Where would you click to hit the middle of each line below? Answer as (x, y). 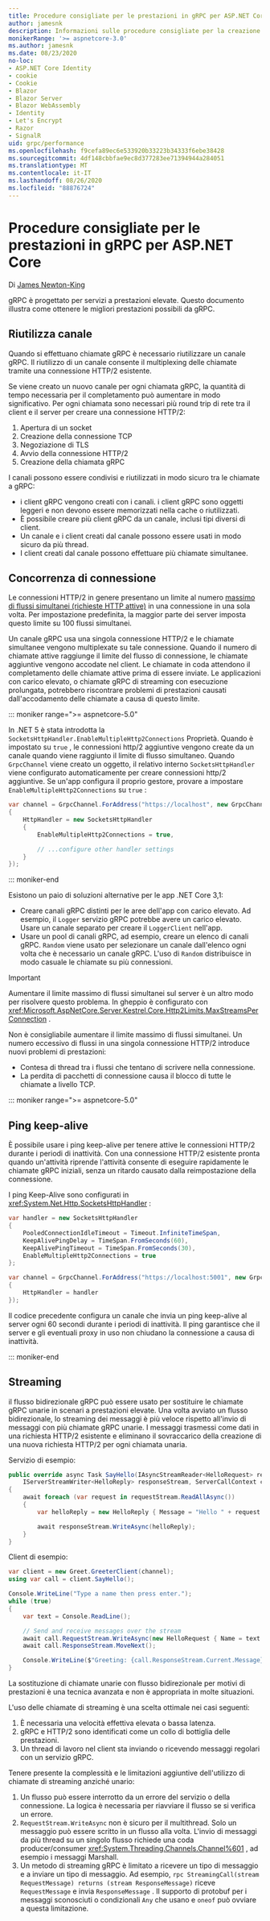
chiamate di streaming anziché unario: (72, 1782)
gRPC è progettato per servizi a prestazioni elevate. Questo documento (127, 300)
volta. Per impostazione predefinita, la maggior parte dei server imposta (127, 615)
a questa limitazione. (54, 1909)
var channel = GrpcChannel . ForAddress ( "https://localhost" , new (118, 805)
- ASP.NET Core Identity (50, 68)
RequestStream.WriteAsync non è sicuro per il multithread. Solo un (128, 1823)
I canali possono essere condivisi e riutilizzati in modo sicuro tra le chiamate (134, 477)
